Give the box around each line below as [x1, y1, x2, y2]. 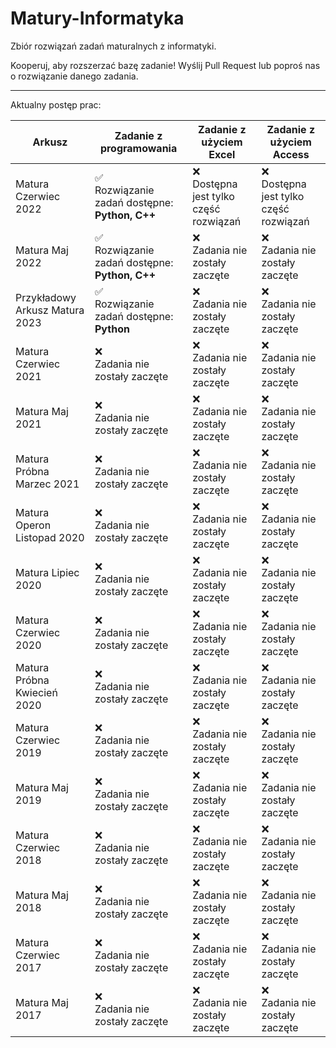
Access [272, 147, 310, 161]
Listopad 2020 [15, 530, 85, 544]
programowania [99, 141, 178, 155]
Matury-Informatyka [10, 7, 185, 30]
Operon [15, 518, 52, 532]
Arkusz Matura [15, 303, 85, 317]
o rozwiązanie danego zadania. [10, 70, 139, 82]
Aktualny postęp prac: [10, 98, 102, 111]
